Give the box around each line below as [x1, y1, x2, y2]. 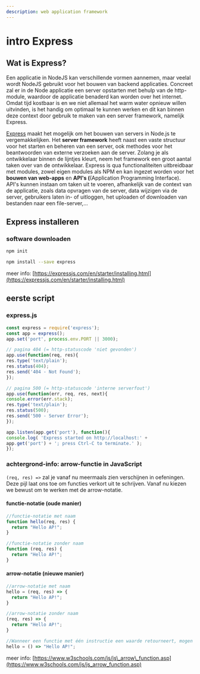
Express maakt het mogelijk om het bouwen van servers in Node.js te [6, 129, 176, 137]
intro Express [6, 34, 73, 48]
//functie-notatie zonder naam [6, 540, 84, 546]
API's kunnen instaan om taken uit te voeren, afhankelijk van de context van [6, 180, 192, 188]
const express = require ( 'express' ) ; [6, 324, 100, 331]
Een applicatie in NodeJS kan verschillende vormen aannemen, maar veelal [6, 74, 191, 81]
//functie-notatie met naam [6, 513, 76, 519]
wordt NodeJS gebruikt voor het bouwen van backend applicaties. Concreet [6, 80, 193, 87]
